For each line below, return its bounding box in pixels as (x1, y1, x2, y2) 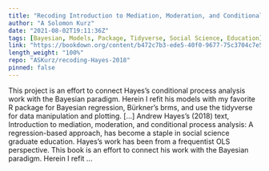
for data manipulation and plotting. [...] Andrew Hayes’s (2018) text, (8, 111, 230, 121)
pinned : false (8, 64, 56, 72)
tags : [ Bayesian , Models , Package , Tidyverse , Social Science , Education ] (8, 34, 263, 42)
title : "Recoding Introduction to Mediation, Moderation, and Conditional (8, 11, 263, 20)
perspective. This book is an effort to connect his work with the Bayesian (8, 145, 249, 154)
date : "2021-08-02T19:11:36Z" (8, 26, 110, 34)
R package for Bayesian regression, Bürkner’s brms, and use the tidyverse (8, 102, 253, 112)
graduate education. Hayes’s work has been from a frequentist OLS (8, 137, 231, 146)
